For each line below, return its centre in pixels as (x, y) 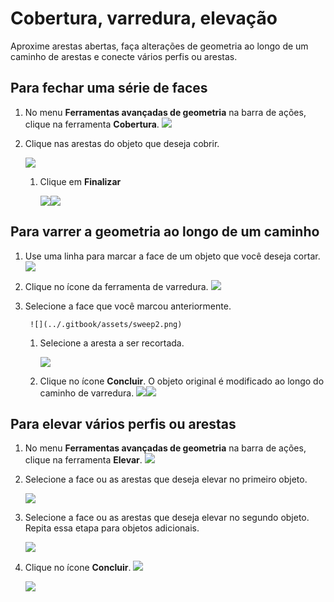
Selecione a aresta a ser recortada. (112, 343)
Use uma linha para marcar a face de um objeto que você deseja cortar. (172, 256)
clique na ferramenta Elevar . (83, 460)
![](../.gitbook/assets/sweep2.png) (106, 324)
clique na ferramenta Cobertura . (92, 124)
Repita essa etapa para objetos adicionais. (112, 528)
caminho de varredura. (87, 393)
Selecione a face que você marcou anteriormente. (128, 306)
